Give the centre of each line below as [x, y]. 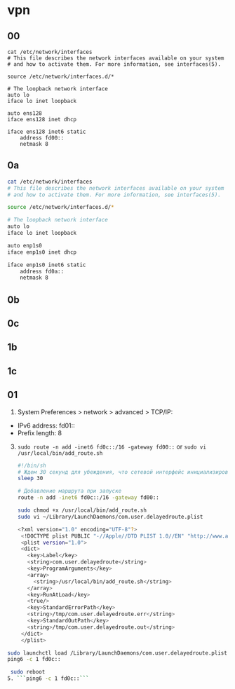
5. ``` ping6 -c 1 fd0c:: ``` [48, 678]
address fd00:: [42, 138]
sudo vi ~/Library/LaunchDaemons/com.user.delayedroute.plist [110, 517]
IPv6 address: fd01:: [46, 425]
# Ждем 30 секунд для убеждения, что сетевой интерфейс [101, 472]
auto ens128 [25, 114]
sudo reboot [28, 672]
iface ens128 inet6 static [47, 132]
